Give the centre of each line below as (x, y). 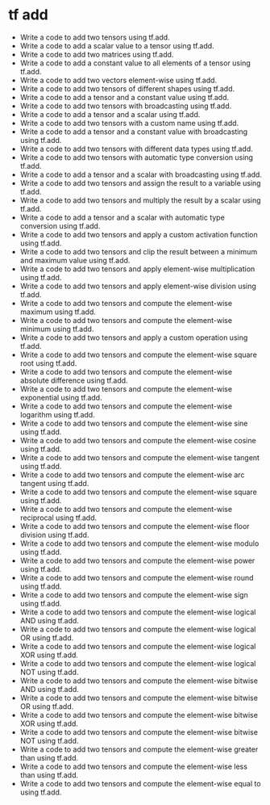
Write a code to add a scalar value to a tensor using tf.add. (117, 45)
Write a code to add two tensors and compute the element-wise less (134, 766)
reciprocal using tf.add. (58, 518)
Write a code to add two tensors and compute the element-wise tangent (140, 457)
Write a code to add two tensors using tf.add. (95, 37)
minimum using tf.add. (57, 329)
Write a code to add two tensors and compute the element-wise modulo (139, 543)
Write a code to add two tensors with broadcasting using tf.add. (126, 106)
